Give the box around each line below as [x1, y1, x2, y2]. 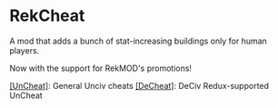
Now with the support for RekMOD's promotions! [9, 63, 193, 74]
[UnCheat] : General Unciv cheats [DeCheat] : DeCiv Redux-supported [9, 80, 270, 91]
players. [9, 44, 40, 55]
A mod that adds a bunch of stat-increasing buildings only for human [9, 35, 268, 46]
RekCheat [9, 5, 85, 26]
